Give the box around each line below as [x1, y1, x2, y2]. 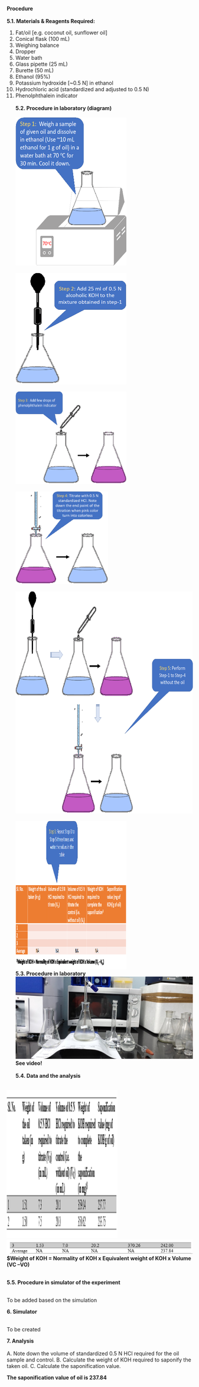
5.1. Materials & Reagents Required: [6, 18, 95, 24]
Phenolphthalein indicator [15, 92, 78, 99]
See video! [15, 1059, 43, 1066]
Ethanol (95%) [15, 73, 51, 80]
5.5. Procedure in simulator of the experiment [6, 1279, 120, 1286]
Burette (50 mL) [15, 67, 54, 73]
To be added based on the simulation [6, 1297, 97, 1304]
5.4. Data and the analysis [15, 1072, 81, 1079]
